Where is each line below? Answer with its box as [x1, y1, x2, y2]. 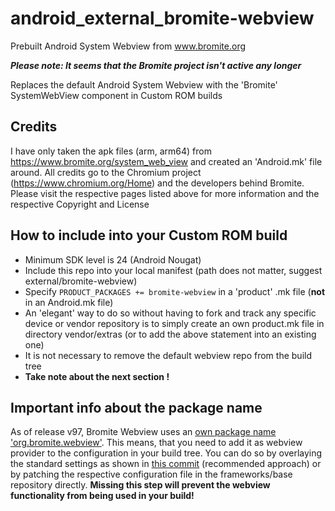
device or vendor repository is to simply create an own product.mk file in [24, 317, 325, 329]
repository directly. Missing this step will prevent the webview [10, 479, 271, 491]
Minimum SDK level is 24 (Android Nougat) [24, 253, 202, 266]
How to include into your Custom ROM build [10, 227, 288, 244]
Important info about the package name [10, 399, 263, 416]
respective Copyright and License [10, 198, 150, 210]
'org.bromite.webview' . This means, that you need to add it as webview [10, 437, 303, 449]
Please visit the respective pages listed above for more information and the [10, 187, 320, 199]
